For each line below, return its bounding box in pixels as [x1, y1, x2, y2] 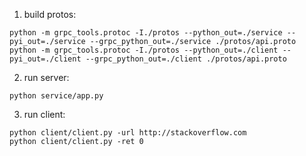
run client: [23, 109, 66, 120]
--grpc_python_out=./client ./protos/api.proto [85, 54, 287, 64]
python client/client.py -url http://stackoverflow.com [9, 128, 247, 138]
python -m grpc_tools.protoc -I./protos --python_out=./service [9, 28, 283, 38]
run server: [23, 72, 70, 83]
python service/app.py [9, 91, 104, 101]
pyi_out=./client [9, 54, 82, 64]
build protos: [23, 9, 77, 20]
